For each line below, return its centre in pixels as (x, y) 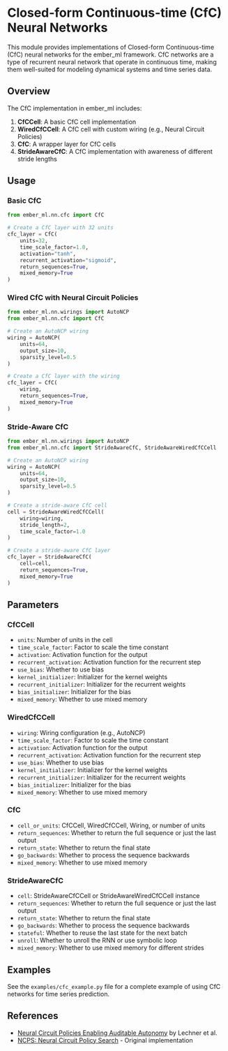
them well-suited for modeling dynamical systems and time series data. (110, 69)
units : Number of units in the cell (65, 640)
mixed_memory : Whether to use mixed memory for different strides (111, 948)
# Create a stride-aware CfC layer (59, 551)
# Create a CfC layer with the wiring (63, 376)
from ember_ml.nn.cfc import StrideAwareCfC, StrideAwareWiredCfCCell (112, 448)
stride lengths (37, 159)
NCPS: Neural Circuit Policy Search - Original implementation (105, 1040)
